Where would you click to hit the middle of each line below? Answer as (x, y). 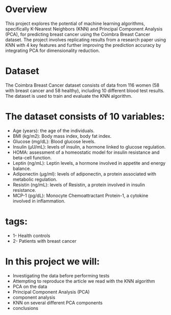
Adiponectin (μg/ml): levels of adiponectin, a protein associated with (84, 174)
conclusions (25, 308)
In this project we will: (53, 261)
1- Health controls (31, 236)
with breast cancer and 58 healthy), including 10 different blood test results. (85, 91)
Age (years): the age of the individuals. (54, 130)
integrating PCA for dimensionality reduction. (53, 50)
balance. (22, 168)
